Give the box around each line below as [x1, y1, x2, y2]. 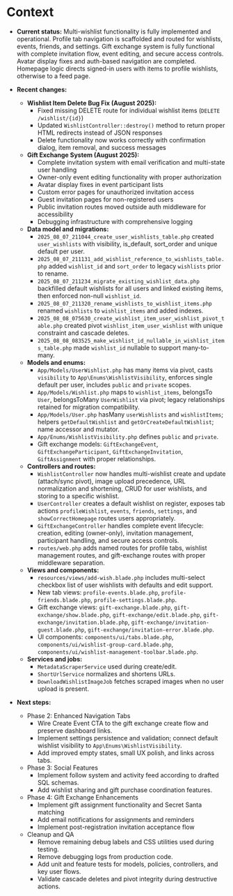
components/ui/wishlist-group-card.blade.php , [37, 640, 174, 648]
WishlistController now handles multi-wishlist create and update [37, 469, 226, 478]
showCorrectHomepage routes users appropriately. [37, 514, 176, 522]
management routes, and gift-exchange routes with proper [37, 551, 206, 559]
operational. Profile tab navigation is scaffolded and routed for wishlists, [16, 34, 223, 43]
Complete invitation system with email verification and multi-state [37, 158, 225, 166]
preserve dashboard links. [37, 726, 113, 735]
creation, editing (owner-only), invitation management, [37, 528, 194, 537]
